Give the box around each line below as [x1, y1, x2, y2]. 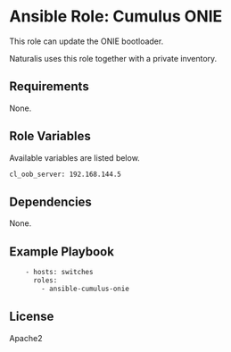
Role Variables [9, 129, 91, 144]
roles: [32, 275, 58, 285]
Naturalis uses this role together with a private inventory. [9, 53, 218, 63]
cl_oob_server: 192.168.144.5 [9, 170, 122, 179]
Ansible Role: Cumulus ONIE [9, 6, 223, 27]
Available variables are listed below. [9, 152, 140, 163]
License [9, 309, 54, 324]
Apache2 [9, 332, 43, 343]
